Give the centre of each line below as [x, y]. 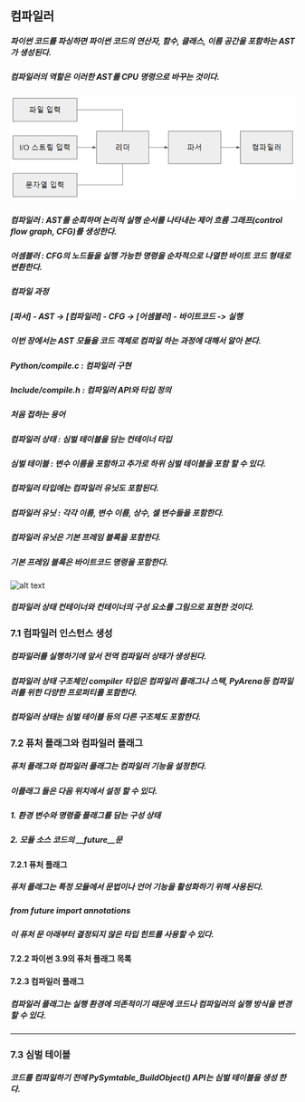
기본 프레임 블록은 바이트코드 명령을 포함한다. [89, 562]
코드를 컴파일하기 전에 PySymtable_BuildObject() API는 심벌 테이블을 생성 [144, 1078]
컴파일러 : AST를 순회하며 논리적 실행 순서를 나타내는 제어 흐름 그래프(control [147, 219]
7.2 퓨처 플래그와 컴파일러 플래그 [77, 743]
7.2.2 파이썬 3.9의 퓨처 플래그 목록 [71, 959]
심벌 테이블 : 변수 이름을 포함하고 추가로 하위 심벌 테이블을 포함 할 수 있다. [138, 464]
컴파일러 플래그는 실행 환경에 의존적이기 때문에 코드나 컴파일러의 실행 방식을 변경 [151, 1003]
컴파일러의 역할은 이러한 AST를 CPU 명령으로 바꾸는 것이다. [115, 77]
